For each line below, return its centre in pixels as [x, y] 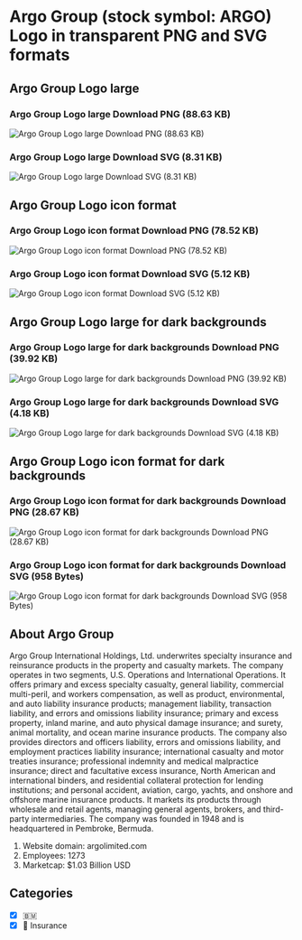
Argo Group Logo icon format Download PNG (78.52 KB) [134, 230]
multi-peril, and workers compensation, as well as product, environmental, [147, 693]
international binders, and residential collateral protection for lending [137, 780]
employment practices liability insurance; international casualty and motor [146, 751]
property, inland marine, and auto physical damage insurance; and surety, [146, 722]
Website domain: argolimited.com [84, 845]
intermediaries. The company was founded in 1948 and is [138, 818]
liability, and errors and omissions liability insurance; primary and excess [144, 713]
